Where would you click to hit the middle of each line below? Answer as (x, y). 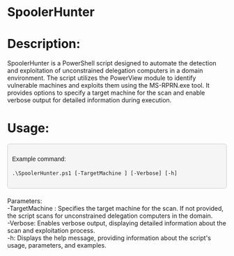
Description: (44, 44)
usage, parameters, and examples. (57, 245)
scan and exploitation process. (51, 230)
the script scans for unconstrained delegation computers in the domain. (110, 216)
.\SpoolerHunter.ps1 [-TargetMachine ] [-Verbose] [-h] (95, 174)
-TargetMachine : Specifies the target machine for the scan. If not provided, (116, 208)
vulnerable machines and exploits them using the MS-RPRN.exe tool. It (109, 86)
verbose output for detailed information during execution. (89, 100)
